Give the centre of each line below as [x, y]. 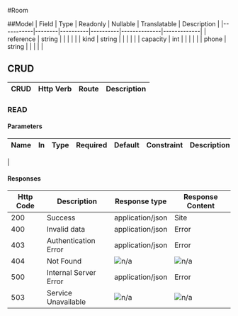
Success [61, 218]
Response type [141, 201]
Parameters [25, 126]
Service [59, 293]
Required [92, 145]
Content [200, 206]
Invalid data [66, 230]
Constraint [164, 145]
